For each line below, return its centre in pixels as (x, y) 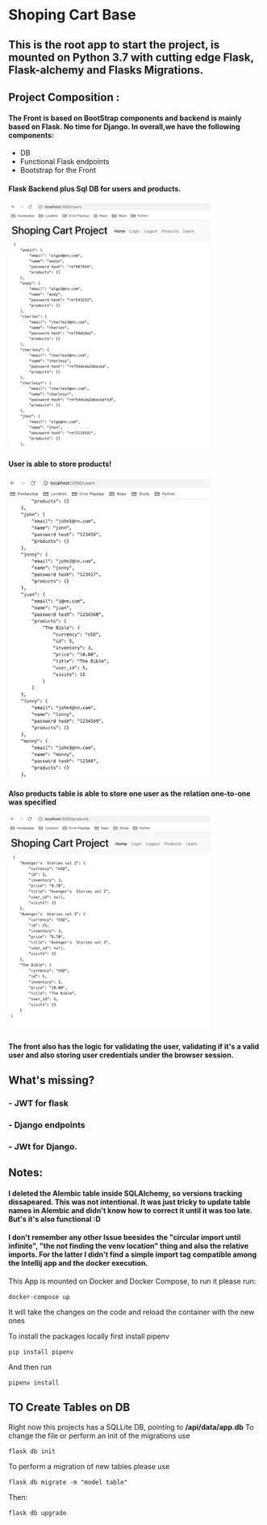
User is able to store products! (60, 464)
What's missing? (52, 1080)
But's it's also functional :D (54, 1219)
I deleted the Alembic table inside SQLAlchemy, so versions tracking (125, 1193)
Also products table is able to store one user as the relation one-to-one (129, 793)
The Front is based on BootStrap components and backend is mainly (125, 118)
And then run (30, 1367)
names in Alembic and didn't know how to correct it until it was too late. (130, 1210)
